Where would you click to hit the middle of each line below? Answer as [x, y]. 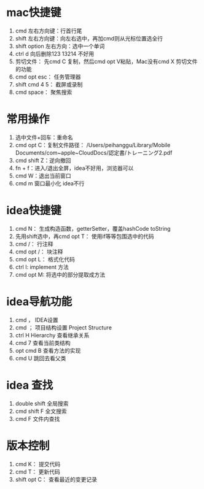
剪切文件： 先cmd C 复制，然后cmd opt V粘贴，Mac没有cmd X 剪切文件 [106, 61]
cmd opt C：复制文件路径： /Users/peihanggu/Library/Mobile [93, 145]
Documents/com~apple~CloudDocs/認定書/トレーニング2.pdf [94, 152]
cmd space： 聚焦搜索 [44, 92]
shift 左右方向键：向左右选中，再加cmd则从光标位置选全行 [89, 38]
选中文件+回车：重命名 [44, 137]
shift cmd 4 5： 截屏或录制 [49, 84]
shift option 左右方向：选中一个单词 [60, 46]
